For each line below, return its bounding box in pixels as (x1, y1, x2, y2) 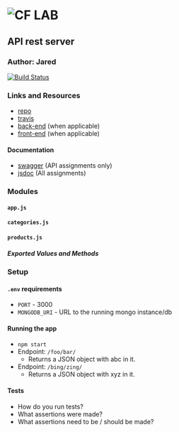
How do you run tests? (17, 402, 83, 411)
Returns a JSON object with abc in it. (28, 355, 136, 364)
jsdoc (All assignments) (17, 169, 86, 178)
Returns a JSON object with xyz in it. (28, 370, 135, 379)
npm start (17, 341, 47, 348)
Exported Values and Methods (7, 249, 99, 257)
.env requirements (7, 284, 62, 293)
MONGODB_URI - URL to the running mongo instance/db (17, 308, 173, 316)
